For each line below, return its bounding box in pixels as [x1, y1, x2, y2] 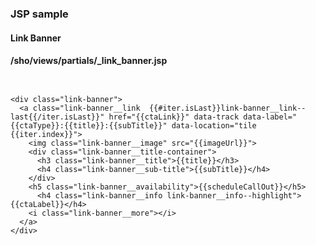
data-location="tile [171, 120, 257, 131]
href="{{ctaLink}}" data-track [108, 112, 240, 122]
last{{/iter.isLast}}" [10, 112, 105, 122]
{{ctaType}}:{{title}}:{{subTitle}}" [10, 120, 168, 131]
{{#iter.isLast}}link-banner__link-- [148, 103, 307, 113]
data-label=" [243, 112, 298, 122]
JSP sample [10, 7, 69, 21]
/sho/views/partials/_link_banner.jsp [10, 55, 168, 67]
